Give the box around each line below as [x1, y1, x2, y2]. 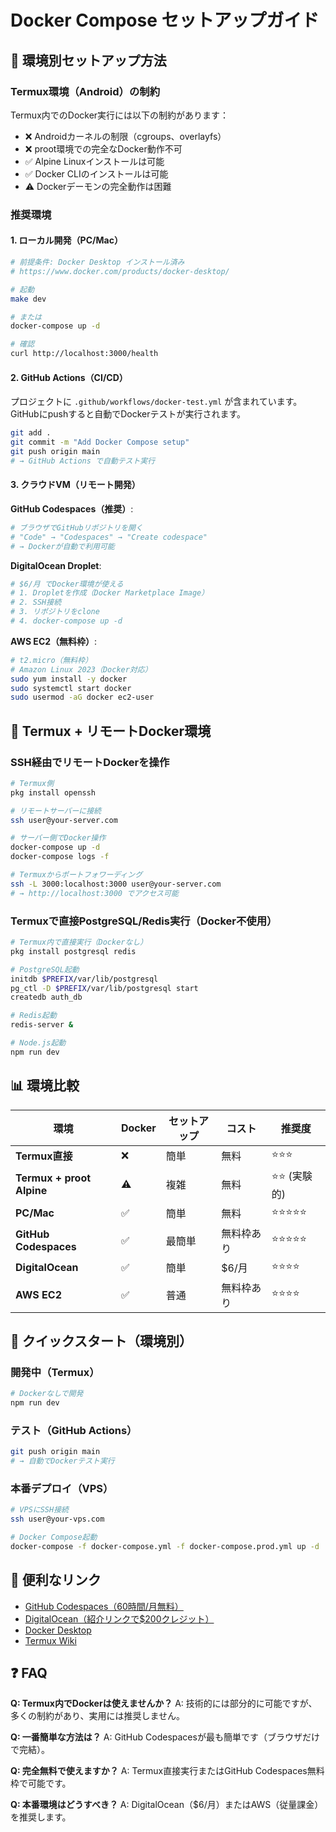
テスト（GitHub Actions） [10, 1423, 138, 1437]
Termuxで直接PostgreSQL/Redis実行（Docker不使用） [10, 914, 278, 928]
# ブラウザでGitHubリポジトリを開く [10, 522, 143, 533]
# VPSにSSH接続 [10, 1505, 69, 1515]
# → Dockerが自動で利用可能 [10, 541, 115, 551]
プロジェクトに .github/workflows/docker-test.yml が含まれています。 [10, 396, 303, 408]
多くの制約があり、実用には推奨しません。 [10, 1710, 186, 1722]
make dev [10, 294, 47, 304]
